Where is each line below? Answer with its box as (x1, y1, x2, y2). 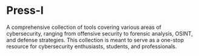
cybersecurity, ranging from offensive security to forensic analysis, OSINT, (6, 30, 193, 37)
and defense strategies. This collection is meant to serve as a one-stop (6, 36, 184, 43)
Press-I (6, 4, 44, 17)
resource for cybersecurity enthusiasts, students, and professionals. (6, 43, 177, 50)
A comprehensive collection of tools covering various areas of (6, 23, 162, 31)
